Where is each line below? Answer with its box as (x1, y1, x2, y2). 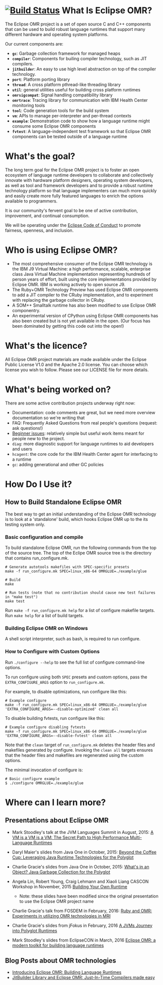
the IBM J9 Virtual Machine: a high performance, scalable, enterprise (12, 266, 151, 271)
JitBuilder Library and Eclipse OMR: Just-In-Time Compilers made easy (12, 975, 155, 981)
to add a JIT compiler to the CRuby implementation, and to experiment (12, 291, 153, 298)
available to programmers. (5, 198, 57, 204)
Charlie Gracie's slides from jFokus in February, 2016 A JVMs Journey (12, 922, 153, 928)
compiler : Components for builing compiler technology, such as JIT (12, 55, 147, 61)
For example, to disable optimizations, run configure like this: (5, 689, 127, 694)
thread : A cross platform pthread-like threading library (12, 81, 121, 88)
